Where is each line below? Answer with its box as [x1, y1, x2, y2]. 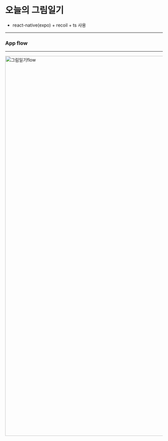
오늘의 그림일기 [5, 5, 64, 16]
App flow [5, 40, 28, 47]
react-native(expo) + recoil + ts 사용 [12, 22, 86, 28]
